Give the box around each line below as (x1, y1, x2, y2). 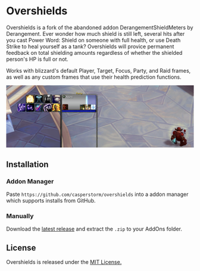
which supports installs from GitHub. (6, 197, 96, 204)
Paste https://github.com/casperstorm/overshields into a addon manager (6, 191, 189, 198)
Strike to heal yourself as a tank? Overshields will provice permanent (6, 43, 174, 50)
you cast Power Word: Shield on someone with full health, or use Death (6, 36, 181, 43)
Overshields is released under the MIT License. (6, 258, 122, 266)
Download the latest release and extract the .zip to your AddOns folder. (6, 225, 183, 233)
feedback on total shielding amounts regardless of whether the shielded (6, 49, 183, 56)
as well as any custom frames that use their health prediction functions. (6, 73, 182, 80)
